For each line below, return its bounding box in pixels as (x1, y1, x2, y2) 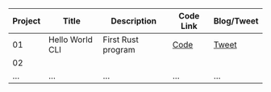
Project (12, 15, 41, 27)
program (102, 44, 135, 55)
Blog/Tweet (213, 15, 259, 27)
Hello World (48, 34, 93, 45)
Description (110, 15, 157, 27)
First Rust (102, 34, 139, 45)
